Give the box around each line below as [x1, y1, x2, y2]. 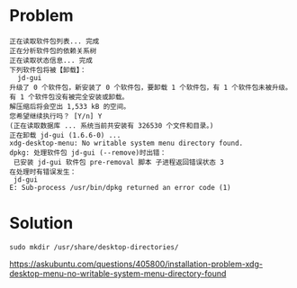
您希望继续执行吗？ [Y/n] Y [9, 112, 103, 121]
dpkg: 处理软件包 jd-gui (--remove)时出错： [9, 148, 166, 157]
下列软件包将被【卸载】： [9, 65, 87, 75]
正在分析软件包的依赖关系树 [9, 46, 97, 55]
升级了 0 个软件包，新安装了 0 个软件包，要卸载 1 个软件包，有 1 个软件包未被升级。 [9, 83, 292, 92]
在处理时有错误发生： [9, 167, 76, 176]
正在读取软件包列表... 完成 [9, 37, 100, 46]
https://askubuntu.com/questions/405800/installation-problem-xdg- [9, 258, 264, 269]
